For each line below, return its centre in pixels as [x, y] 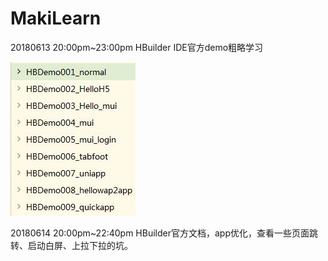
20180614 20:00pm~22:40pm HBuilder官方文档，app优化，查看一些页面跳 [164, 233]
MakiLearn [56, 18]
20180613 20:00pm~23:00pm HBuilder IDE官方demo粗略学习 [137, 47]
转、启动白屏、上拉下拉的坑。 [71, 245]
